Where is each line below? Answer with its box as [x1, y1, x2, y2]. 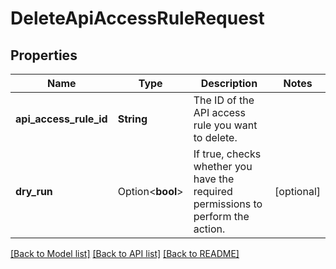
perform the [193, 210, 250, 223]
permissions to [193, 197, 263, 211]
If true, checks [193, 147, 262, 161]
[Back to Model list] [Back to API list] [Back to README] [10, 248, 240, 259]
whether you [193, 160, 253, 173]
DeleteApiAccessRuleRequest [10, 7, 265, 30]
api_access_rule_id [15, 112, 108, 126]
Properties [10, 47, 78, 64]
